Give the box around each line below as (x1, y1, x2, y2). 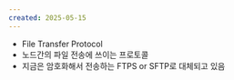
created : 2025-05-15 (8, 13, 87, 23)
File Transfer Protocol (21, 38, 104, 49)
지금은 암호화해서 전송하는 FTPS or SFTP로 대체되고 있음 (21, 60, 226, 71)
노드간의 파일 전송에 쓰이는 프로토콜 (21, 49, 149, 60)
